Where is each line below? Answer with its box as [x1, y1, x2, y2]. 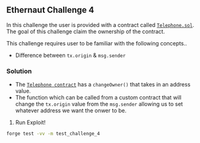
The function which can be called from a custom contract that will [15, 94, 182, 101]
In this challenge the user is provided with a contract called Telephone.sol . [6, 21, 194, 28]
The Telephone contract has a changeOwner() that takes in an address [15, 81, 191, 88]
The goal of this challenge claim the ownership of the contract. [6, 28, 165, 35]
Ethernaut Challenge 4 [6, 5, 94, 15]
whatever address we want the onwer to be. [15, 107, 127, 114]
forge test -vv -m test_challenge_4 [6, 131, 100, 137]
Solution [6, 67, 33, 75]
